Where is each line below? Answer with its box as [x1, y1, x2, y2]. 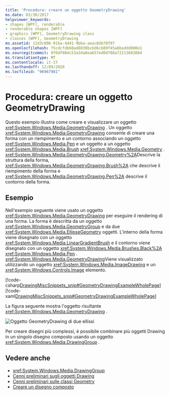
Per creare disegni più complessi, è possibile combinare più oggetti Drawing [5, 328, 165, 334]
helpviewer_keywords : [5, 17, 51, 22]
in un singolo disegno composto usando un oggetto [5, 333, 114, 340]
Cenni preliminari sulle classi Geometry [12, 378, 95, 384]
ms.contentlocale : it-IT [5, 60, 58, 65]
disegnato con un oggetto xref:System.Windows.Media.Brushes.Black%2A [5, 245, 162, 251]
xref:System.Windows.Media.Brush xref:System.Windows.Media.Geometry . [5, 146, 165, 152]
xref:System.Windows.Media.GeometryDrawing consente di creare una [5, 130, 155, 136]
